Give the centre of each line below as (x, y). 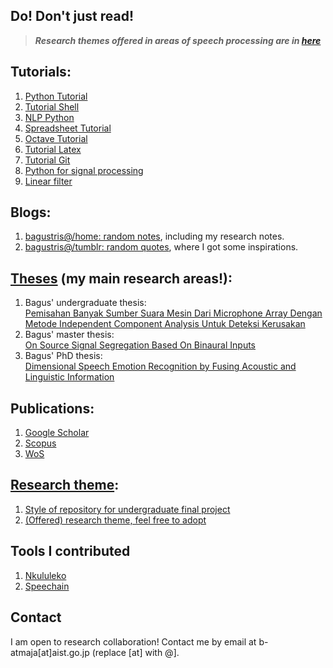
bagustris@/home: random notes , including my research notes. (154, 236)
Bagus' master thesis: (69, 335)
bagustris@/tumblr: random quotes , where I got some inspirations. (161, 247)
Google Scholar (57, 433)
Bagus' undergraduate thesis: (85, 303)
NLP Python (49, 117)
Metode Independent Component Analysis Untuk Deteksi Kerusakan (165, 324)
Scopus (40, 443)
